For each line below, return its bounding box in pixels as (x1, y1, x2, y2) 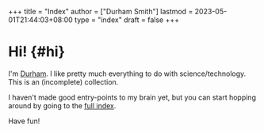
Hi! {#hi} (8, 43, 66, 61)
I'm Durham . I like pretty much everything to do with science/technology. (8, 69, 247, 78)
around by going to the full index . (8, 100, 117, 110)
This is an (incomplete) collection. (8, 77, 119, 86)
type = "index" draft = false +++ (74, 15, 180, 25)
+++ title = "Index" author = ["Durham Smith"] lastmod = (8, 7, 193, 16)
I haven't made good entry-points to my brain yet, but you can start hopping (8, 92, 256, 102)
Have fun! (8, 116, 40, 126)
